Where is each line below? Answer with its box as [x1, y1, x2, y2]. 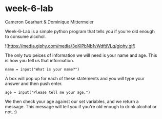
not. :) [5, 109, 17, 115]
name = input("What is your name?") [5, 67, 80, 72]
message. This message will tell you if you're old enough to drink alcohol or [5, 103, 157, 109]
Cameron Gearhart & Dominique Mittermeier [5, 19, 94, 25]
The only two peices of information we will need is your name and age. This [5, 52, 157, 58]
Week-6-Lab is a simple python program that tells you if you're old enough [5, 28, 155, 34]
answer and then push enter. [5, 81, 62, 86]
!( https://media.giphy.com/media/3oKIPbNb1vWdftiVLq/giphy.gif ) [5, 43, 136, 49]
